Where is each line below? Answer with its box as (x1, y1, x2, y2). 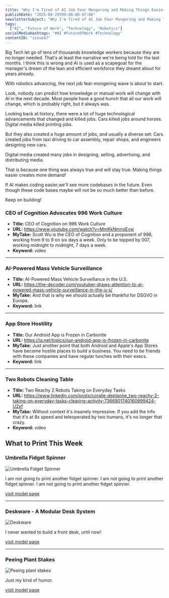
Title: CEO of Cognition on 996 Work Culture (12, 221, 106, 227)
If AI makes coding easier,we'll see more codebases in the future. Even (5, 182, 152, 188)
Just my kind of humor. (5, 577, 53, 583)
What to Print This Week (5, 439, 83, 448)
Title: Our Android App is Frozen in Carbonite (12, 332, 107, 338)
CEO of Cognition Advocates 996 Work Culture (5, 209, 122, 216)
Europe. (12, 297, 29, 304)
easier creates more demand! (5, 172, 66, 178)
